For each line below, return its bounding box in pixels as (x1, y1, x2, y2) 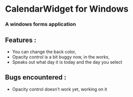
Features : (5, 36, 37, 44)
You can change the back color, (12, 49, 76, 55)
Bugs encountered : (5, 73, 66, 81)
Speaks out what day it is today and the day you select (12, 59, 122, 65)
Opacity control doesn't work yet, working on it (12, 86, 108, 92)
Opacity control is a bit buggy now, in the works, (12, 54, 110, 59)
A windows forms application (5, 21, 76, 28)
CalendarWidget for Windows (5, 3, 129, 15)
